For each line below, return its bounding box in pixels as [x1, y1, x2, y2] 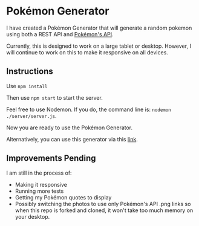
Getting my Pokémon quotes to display [15, 193, 112, 201]
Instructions [6, 66, 53, 77]
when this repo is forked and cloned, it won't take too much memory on [15, 207, 194, 214]
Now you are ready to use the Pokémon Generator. [6, 124, 133, 131]
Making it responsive [15, 181, 68, 188]
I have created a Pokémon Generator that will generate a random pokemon [6, 24, 192, 31]
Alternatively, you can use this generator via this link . [6, 135, 138, 143]
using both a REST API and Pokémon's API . [6, 30, 114, 37]
